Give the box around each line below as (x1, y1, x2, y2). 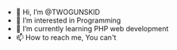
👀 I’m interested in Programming (15, 16, 121, 25)
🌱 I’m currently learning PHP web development (15, 24, 169, 33)
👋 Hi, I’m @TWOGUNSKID (15, 8, 101, 16)
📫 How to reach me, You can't (15, 33, 117, 42)
